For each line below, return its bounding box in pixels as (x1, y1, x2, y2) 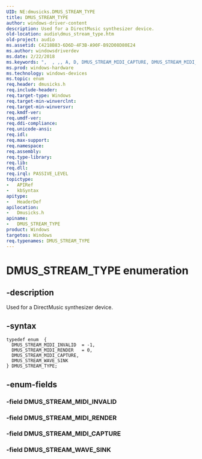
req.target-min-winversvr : (6, 103, 74, 110)
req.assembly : (6, 148, 42, 154)
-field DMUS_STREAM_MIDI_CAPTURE (6, 430, 121, 438)
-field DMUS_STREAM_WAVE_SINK (6, 446, 111, 454)
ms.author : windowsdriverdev (6, 48, 79, 54)
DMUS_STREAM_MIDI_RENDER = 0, (11, 347, 93, 353)
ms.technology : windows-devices (6, 70, 87, 76)
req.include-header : (6, 87, 58, 93)
